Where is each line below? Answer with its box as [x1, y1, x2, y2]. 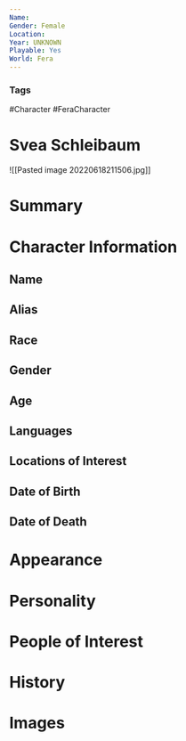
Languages [9, 423, 73, 438]
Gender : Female [9, 21, 66, 30]
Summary [9, 196, 83, 216]
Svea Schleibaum [9, 135, 141, 156]
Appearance [9, 550, 103, 570]
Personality [9, 590, 96, 611]
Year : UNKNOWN [9, 37, 62, 47]
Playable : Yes [9, 46, 62, 55]
